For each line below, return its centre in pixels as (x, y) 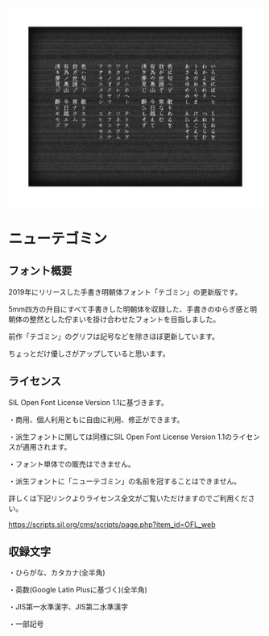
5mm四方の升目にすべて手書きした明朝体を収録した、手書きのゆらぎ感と (129, 309)
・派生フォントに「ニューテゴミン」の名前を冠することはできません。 (125, 481)
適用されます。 (47, 446)
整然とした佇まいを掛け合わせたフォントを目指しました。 (124, 319)
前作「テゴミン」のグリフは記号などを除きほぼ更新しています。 (114, 336)
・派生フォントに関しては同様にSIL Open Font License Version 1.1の (120, 437)
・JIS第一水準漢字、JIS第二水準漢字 (68, 607)
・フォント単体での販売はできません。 (72, 464)
